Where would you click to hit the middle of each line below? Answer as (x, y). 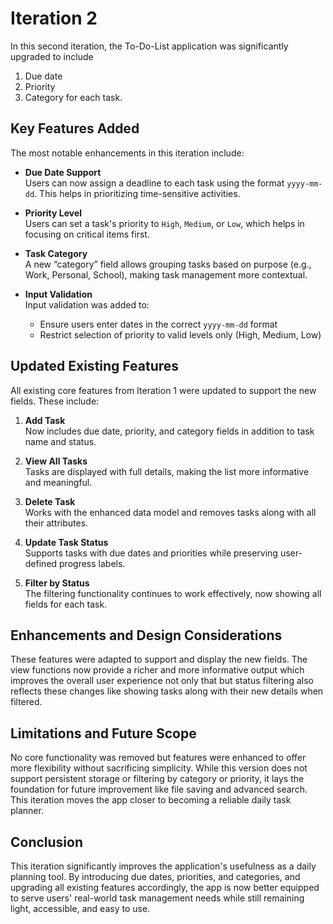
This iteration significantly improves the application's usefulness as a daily (163, 866)
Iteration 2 (54, 18)
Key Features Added (75, 128)
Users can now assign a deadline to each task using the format (154, 183)
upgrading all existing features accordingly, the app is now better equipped (165, 887)
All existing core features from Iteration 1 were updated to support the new (163, 390)
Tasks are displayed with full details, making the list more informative (167, 471)
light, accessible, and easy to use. (80, 908)
